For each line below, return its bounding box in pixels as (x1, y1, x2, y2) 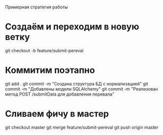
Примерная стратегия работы (5, 4, 68, 10)
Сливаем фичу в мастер (5, 108, 109, 119)
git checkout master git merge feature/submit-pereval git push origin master (5, 124, 159, 130)
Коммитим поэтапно (5, 65, 95, 76)
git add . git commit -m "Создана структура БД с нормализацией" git (5, 80, 148, 87)
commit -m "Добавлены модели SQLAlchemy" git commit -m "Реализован (5, 86, 158, 92)
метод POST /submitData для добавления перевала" (5, 91, 115, 97)
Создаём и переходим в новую (5, 21, 140, 32)
